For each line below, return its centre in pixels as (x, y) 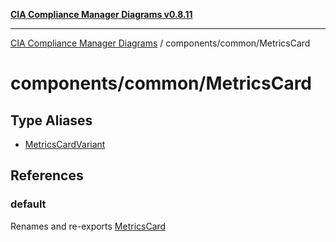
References (47, 175)
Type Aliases (51, 120)
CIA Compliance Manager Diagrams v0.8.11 (101, 14)
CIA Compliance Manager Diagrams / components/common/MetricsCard (160, 43)
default (28, 204)
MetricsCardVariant (65, 144)
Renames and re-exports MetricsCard (88, 226)
